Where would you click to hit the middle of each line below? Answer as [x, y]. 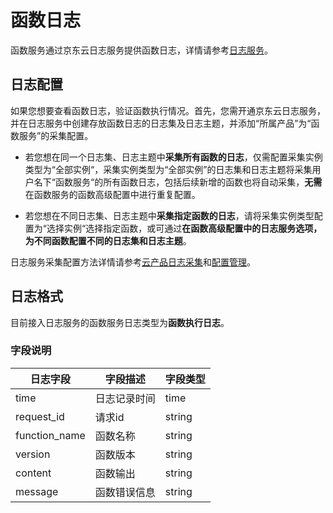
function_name [50, 435]
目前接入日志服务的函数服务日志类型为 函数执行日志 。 [120, 322]
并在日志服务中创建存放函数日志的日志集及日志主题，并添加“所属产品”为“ [161, 123]
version [33, 454]
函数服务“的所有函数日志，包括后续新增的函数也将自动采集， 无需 [188, 182]
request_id [40, 416]
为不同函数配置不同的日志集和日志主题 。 [108, 240]
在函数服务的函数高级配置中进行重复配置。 [112, 194]
